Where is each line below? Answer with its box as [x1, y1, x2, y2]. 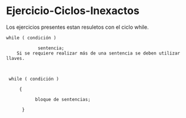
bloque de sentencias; [35, 96, 91, 102]
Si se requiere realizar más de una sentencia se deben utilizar [16, 50, 181, 56]
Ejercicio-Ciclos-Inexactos [6, 4, 139, 18]
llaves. [6, 55, 25, 61]
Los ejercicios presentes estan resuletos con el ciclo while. [6, 23, 149, 31]
